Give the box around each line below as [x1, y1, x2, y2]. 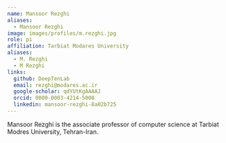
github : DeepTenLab [13, 75, 70, 82]
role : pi [7, 36, 33, 43]
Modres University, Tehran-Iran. [7, 127, 99, 136]
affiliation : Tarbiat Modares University [7, 43, 129, 50]
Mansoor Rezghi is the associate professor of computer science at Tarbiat [7, 120, 219, 128]
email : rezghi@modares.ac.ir [13, 82, 98, 89]
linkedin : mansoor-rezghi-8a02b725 [13, 101, 117, 108]
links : [7, 68, 26, 75]
